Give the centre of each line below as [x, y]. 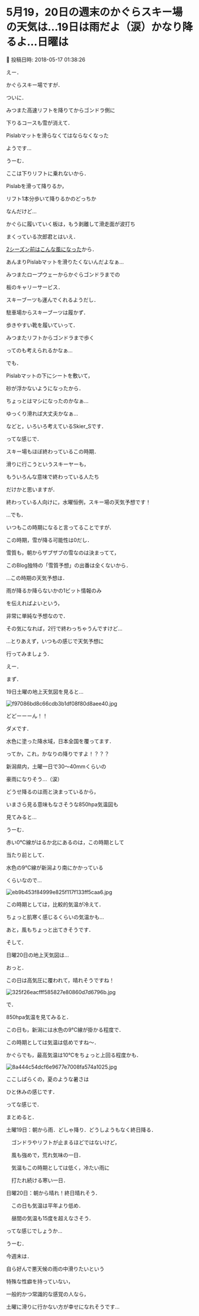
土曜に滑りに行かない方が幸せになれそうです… [63, 1306]
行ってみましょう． [29, 654]
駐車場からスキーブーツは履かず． [47, 312]
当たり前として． [27, 855]
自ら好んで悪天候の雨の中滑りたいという [55, 1268]
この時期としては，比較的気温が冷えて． [55, 904]
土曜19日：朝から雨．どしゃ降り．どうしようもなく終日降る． [81, 1129]
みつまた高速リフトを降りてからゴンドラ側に [61, 110]
